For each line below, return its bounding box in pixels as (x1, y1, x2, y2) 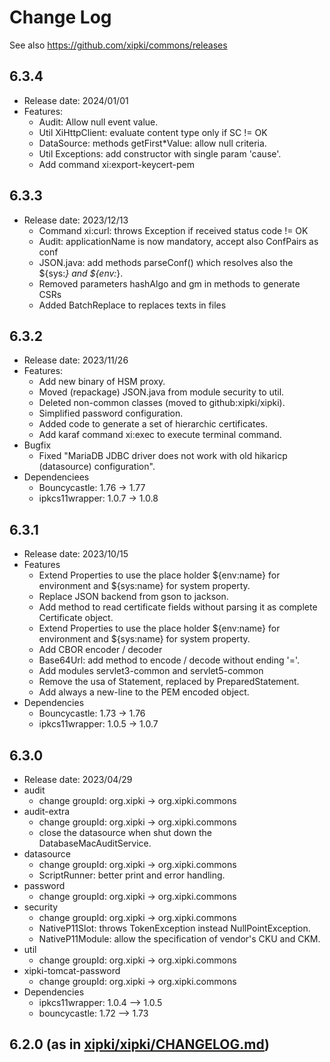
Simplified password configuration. (38, 407, 184, 420)
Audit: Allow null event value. (38, 116, 159, 128)
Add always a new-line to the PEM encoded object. (38, 686, 250, 698)
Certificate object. (38, 612, 114, 624)
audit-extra (23, 806, 71, 817)
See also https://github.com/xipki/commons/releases (9, 39, 228, 51)
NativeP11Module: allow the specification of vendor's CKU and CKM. (38, 933, 321, 945)
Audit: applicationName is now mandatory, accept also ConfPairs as (38, 235, 319, 247)
